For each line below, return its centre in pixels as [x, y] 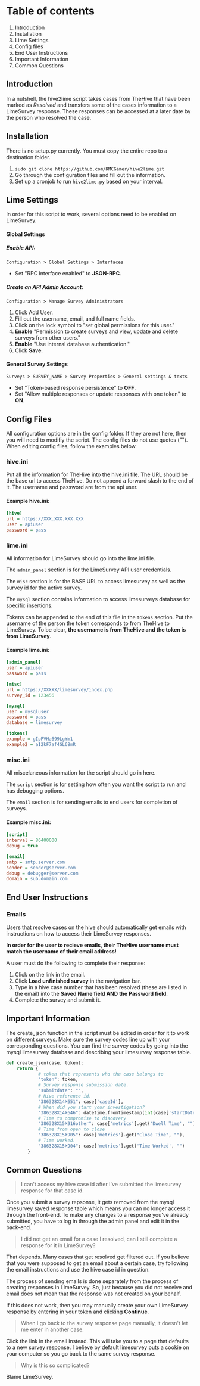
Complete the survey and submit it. [58, 1000]
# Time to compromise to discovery [82, 1118]
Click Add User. [34, 312]
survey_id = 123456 [30, 695]
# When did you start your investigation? [91, 1107]
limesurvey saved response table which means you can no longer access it [98, 1208]
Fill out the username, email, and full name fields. [75, 318]
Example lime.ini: [28, 650]
